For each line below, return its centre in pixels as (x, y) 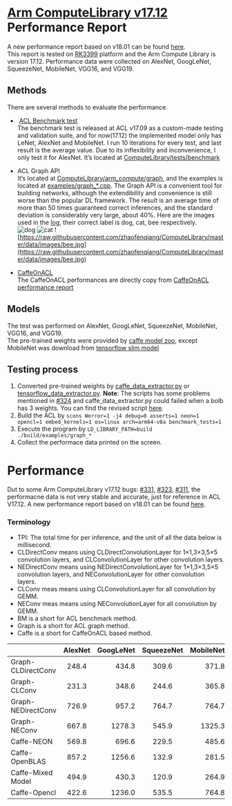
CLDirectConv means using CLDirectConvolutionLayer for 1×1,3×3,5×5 (117, 552)
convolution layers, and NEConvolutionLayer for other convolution (111, 574)
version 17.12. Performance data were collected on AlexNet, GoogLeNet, (109, 61)
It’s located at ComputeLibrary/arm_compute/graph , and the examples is (120, 178)
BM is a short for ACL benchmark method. (77, 618)
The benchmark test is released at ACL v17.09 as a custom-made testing (120, 128)
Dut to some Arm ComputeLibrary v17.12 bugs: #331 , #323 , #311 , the (104, 490)
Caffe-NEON (32, 741)
